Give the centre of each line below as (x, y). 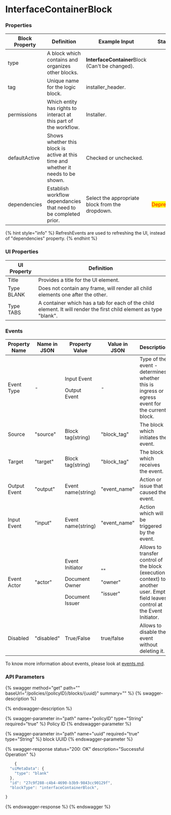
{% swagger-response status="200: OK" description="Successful (75, 749)
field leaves (153, 598)
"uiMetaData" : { (27, 769)
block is (56, 148)
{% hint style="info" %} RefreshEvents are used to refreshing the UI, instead (85, 233)
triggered (151, 526)
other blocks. (63, 72)
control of (151, 560)
